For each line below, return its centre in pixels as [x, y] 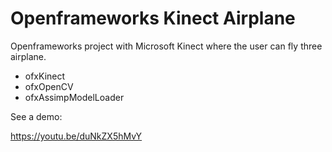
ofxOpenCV [49, 86]
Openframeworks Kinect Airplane [153, 18]
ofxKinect [45, 76]
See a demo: [36, 116]
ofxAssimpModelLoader [74, 97]
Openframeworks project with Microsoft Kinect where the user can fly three [166, 46]
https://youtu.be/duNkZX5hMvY [76, 136]
